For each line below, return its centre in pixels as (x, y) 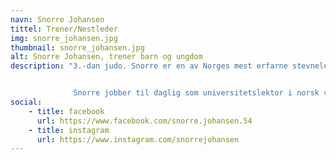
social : (26, 102)
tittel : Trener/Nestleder (64, 29)
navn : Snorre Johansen (57, 19)
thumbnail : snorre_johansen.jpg (77, 47)
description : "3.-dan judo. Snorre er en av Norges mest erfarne (149, 66)
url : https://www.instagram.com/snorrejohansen (138, 139)
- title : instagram (69, 130)
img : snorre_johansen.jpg (64, 38)
